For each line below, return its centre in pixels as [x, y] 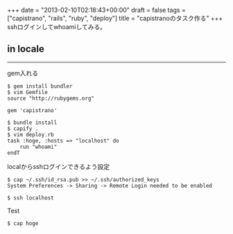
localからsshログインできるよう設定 [58, 166]
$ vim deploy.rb [31, 134]
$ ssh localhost [31, 198]
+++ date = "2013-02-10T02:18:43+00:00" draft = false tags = [96, 10]
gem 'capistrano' [32, 110]
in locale [26, 49]
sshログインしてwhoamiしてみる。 [57, 27]
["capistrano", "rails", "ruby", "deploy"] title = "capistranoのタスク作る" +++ [115, 18]
